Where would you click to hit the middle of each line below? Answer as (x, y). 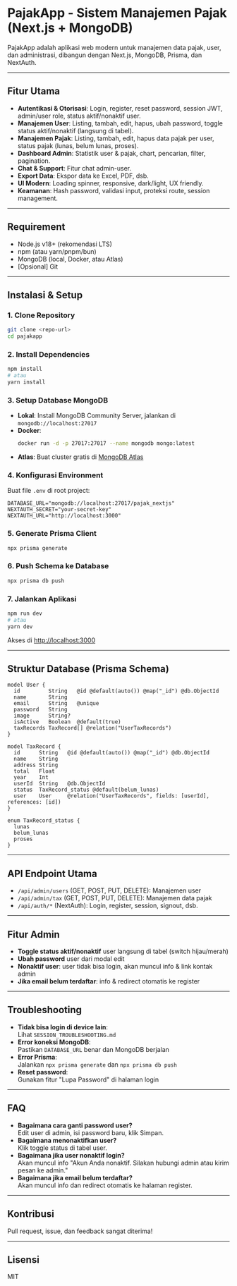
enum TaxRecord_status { (44, 821)
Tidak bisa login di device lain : (62, 1027)
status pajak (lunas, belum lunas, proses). (78, 145)
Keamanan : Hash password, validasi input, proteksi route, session (114, 190)
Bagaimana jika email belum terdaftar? (75, 1177)
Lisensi (24, 1260)
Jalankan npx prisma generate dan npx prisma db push (97, 1064)
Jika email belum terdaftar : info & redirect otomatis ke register (109, 981)
